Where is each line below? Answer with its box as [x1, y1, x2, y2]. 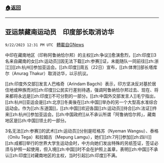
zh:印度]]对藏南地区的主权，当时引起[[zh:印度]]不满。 [12, 153, 120, 159]
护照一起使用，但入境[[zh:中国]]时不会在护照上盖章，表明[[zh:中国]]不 [13, 146, 154, 152]
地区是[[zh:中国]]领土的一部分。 [5, 117, 69, 123]
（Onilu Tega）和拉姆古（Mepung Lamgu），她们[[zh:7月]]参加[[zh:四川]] [5, 134, 152, 140]
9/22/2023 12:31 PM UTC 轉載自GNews [5, 42, 84, 47]
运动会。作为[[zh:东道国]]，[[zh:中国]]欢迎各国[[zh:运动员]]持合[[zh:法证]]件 [5, 105, 157, 111]
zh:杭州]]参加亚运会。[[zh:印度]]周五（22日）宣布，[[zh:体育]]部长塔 [15, 65, 153, 70]
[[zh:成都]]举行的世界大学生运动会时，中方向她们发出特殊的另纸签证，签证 [5, 140, 155, 146]
